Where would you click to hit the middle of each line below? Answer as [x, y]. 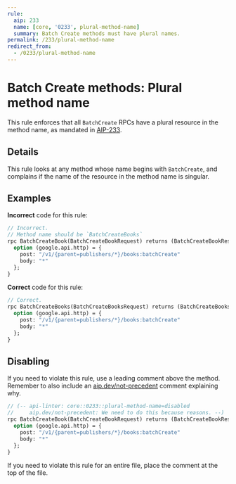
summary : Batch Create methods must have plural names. [97, 33]
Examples [29, 199]
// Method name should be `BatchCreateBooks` [75, 235]
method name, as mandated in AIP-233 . [65, 129]
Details [23, 152]
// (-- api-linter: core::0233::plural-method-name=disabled [99, 406]
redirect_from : [29, 46]
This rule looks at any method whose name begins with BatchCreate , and [112, 169]
